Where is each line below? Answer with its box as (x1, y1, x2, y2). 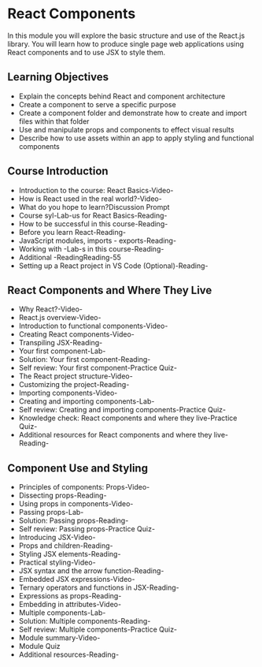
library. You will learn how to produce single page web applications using (7, 39, 245, 48)
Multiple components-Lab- (18, 608, 106, 617)
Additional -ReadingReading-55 (18, 252, 121, 262)
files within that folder (18, 116, 90, 126)
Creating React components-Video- (18, 330, 135, 339)
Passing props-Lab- (18, 508, 84, 517)
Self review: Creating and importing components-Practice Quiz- (18, 405, 226, 415)
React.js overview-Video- (18, 313, 101, 322)
